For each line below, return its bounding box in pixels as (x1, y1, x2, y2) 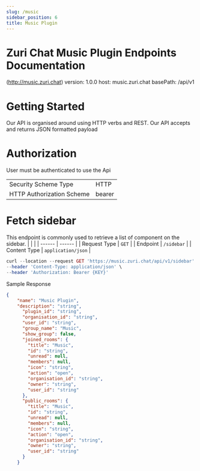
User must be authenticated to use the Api (6, 166, 111, 174)
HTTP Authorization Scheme (9, 190, 90, 198)
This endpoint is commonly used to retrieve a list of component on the (6, 234, 180, 241)
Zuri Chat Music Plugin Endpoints (6, 46, 177, 59)
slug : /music (6, 8, 39, 15)
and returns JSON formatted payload (6, 126, 98, 133)
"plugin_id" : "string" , (22, 309, 82, 315)
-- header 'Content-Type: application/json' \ (6, 264, 122, 270)
